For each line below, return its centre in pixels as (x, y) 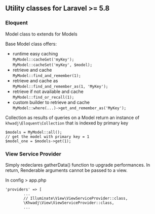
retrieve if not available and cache (48, 91)
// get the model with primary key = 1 (47, 137)
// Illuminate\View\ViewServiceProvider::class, (76, 198)
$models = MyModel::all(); (34, 132)
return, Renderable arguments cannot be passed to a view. (66, 170)
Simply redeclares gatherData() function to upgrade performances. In (78, 165)
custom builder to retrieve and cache (51, 102)
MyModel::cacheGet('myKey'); (43, 59)
